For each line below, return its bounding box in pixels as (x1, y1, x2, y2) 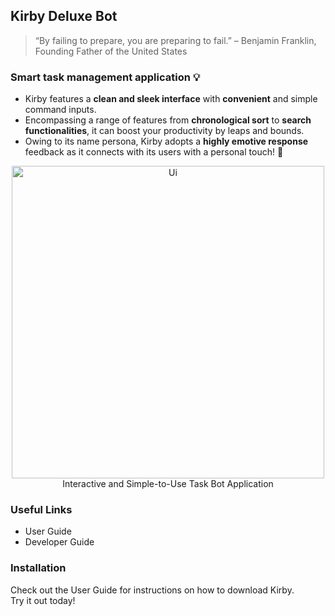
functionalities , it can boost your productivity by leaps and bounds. (24, 125, 305, 137)
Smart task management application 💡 (10, 70, 201, 84)
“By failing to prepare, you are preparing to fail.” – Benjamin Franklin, (34, 34, 317, 46)
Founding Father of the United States (34, 45, 188, 57)
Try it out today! (10, 594, 76, 606)
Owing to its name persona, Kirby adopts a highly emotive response (24, 135, 309, 148)
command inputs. (24, 104, 97, 116)
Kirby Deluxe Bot (10, 8, 118, 25)
